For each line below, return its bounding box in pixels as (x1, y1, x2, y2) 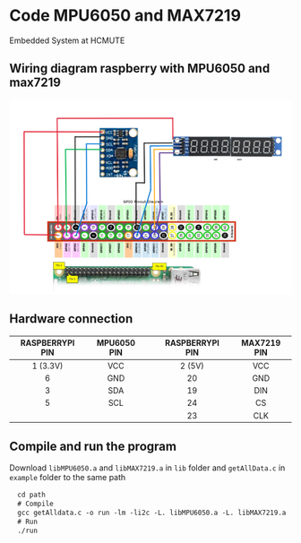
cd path (17, 490, 47, 499)
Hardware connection (9, 311, 133, 327)
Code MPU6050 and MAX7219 (9, 5, 242, 26)
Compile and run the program (9, 438, 177, 453)
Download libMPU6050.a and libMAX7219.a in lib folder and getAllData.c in (9, 462, 286, 473)
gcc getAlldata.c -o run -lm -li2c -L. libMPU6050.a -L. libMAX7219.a (17, 508, 287, 517)
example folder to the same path (9, 471, 126, 482)
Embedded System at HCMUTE (9, 35, 125, 46)
